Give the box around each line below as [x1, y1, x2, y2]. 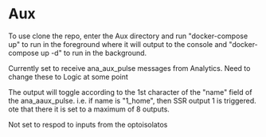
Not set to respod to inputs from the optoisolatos [8, 119, 168, 129]
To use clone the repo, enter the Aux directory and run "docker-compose [8, 31, 248, 41]
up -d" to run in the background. [41, 48, 147, 57]
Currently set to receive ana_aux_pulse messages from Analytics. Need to [8, 63, 251, 72]
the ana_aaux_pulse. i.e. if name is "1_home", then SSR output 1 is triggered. [8, 96, 256, 105]
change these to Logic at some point [8, 72, 129, 81]
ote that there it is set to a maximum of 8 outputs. [8, 104, 170, 114]
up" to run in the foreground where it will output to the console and [8, 39, 228, 49]
